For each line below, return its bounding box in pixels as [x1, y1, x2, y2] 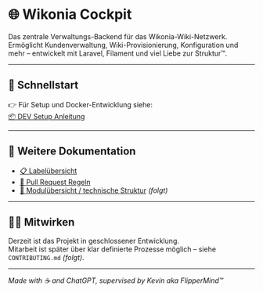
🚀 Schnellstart [8, 78, 79, 92]
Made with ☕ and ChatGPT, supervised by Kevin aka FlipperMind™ [8, 276, 224, 285]
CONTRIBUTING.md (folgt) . [8, 253, 85, 262]
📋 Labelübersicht [19, 166, 77, 175]
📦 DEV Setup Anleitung [8, 111, 85, 121]
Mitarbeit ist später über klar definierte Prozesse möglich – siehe [8, 244, 217, 254]
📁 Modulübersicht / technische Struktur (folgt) [19, 186, 168, 195]
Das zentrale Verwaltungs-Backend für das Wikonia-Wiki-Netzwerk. [8, 31, 228, 41]
